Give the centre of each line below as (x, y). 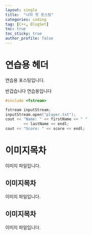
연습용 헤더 (27, 65)
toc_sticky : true (24, 34)
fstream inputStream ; (28, 110)
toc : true (16, 29)
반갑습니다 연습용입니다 (28, 91)
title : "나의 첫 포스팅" (29, 15)
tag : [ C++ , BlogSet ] (27, 24)
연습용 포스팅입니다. (25, 80)
